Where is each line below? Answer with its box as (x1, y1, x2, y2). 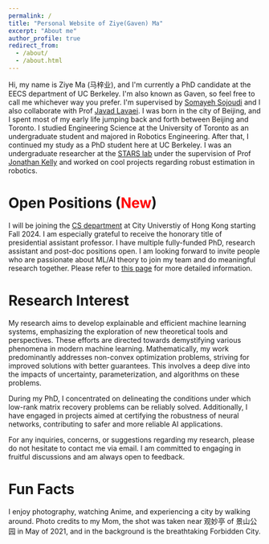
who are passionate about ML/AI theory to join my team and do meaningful (8, 254, 256, 264)
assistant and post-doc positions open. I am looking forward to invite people (8, 246, 260, 256)
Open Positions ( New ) (8, 194, 157, 212)
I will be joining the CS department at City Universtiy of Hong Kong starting (8, 220, 256, 230)
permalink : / (8, 11, 52, 20)
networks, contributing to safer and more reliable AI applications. (8, 419, 223, 429)
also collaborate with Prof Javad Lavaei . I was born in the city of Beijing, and (8, 105, 261, 115)
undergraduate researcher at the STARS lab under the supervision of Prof (8, 148, 251, 158)
